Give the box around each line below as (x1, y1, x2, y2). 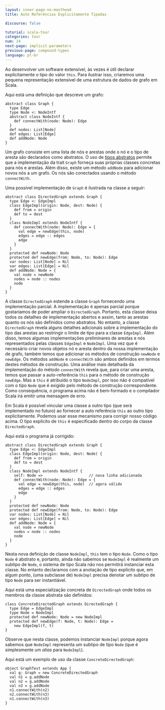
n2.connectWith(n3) (9, 692, 50, 697)
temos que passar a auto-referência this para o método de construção (5, 372, 149, 378)
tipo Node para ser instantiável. (5, 577, 66, 583)
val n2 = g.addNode (9, 679, 50, 684)
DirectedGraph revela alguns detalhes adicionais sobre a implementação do (5, 325, 158, 331)
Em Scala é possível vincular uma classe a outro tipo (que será (5, 402, 132, 408)
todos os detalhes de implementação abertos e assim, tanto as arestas (5, 314, 149, 320)
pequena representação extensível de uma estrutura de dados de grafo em (5, 77, 158, 83)
